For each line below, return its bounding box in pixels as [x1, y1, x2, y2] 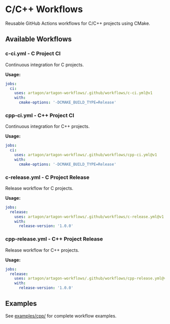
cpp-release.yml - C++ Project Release [5, 236, 103, 243]
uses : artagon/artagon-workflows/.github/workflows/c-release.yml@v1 [14, 214, 164, 219]
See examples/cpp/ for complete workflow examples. [5, 312, 117, 319]
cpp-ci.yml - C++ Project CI [5, 112, 74, 119]
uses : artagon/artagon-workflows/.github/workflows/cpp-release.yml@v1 [14, 276, 168, 281]
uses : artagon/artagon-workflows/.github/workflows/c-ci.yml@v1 [14, 90, 153, 96]
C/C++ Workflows [5, 4, 83, 15]
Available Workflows [5, 35, 72, 43]
